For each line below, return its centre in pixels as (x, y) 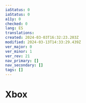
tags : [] (14, 70)
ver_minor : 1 (19, 51)
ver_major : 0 (19, 47)
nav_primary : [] (22, 61)
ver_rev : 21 (17, 56)
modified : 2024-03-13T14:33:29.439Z (43, 42)
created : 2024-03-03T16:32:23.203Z (42, 38)
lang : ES (14, 28)
